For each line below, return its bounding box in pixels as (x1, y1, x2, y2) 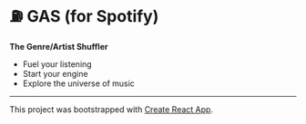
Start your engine (22, 68, 88, 79)
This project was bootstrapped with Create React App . (9, 103, 214, 115)
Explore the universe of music (22, 78, 135, 89)
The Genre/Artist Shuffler (9, 41, 108, 52)
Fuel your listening (22, 58, 93, 70)
